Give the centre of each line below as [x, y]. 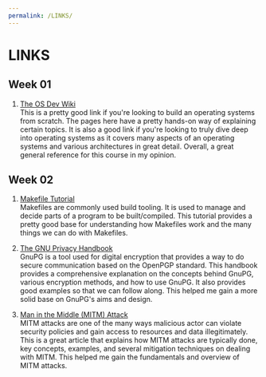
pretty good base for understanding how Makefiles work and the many [136, 224]
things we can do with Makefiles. [74, 233]
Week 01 [30, 85]
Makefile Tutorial [47, 199]
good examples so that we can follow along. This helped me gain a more [139, 291]
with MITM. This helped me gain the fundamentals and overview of [130, 357]
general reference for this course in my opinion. [98, 155]
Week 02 [31, 180]
